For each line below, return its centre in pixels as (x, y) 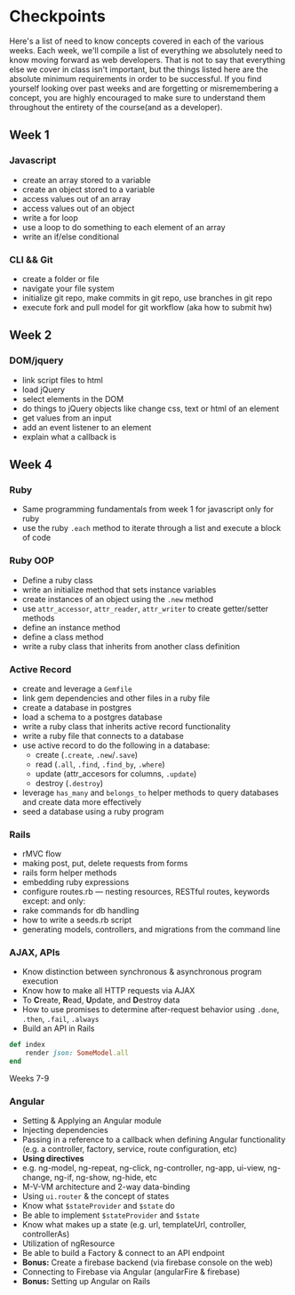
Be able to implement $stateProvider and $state (111, 1215)
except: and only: (54, 901)
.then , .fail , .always (60, 1019)
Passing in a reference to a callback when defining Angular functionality (154, 1139)
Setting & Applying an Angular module (92, 1121)
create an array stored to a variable (86, 180)
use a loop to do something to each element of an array (124, 227)
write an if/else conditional (71, 237)
